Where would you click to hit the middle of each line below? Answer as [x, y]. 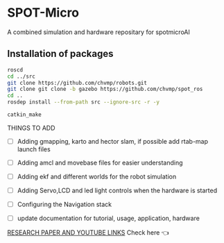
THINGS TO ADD [31, 128]
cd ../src [21, 76]
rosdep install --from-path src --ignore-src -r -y [83, 102]
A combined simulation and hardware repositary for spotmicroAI [99, 32]
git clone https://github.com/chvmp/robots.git [77, 83]
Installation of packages [60, 54]
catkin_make [24, 115]
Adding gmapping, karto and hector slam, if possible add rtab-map [113, 141]
